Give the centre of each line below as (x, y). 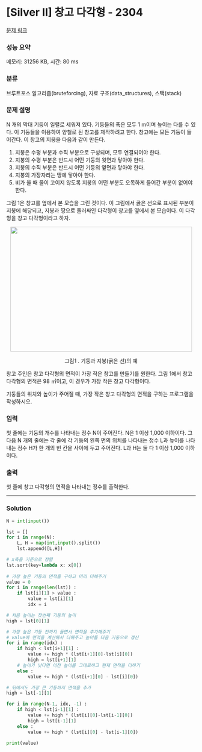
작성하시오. (19, 401)
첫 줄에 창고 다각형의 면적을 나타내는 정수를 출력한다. (68, 487)
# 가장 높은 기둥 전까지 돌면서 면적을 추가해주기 (58, 632)
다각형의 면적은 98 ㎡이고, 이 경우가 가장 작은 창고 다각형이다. (78, 381)
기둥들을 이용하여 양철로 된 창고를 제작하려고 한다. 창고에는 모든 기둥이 (103, 132)
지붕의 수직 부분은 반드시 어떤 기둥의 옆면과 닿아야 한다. (80, 167)
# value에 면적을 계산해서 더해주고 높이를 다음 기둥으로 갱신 (72, 637)
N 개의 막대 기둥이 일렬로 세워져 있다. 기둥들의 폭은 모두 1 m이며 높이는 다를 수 (98, 124)
